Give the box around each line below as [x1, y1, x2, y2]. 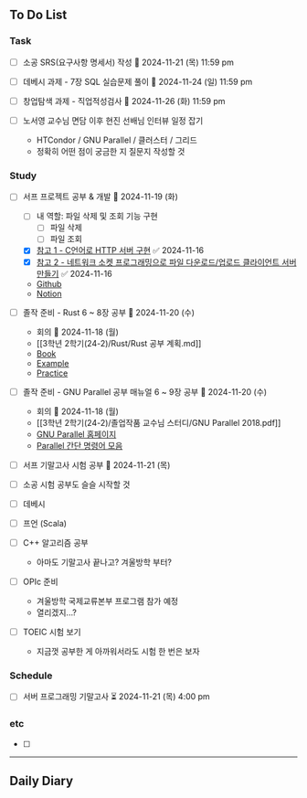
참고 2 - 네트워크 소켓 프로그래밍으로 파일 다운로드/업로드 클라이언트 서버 [36, 256, 297, 268]
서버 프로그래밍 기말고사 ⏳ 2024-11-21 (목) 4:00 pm [22, 691, 210, 702]
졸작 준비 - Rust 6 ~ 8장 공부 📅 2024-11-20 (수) [22, 306, 195, 318]
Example [36, 357, 69, 368]
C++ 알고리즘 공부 [22, 537, 89, 548]
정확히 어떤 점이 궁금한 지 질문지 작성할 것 [36, 145, 185, 156]
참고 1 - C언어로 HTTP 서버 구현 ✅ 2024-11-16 [36, 245, 205, 256]
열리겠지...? [36, 607, 78, 618]
